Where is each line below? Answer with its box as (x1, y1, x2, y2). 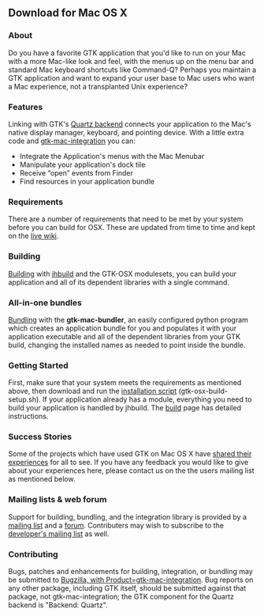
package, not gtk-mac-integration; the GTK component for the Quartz (8, 592, 235, 602)
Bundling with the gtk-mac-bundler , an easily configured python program (8, 315, 248, 324)
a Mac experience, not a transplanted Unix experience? (8, 81, 188, 91)
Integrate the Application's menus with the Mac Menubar (19, 151, 205, 161)
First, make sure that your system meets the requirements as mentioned (8, 378, 242, 387)
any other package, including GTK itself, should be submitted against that (8, 584, 247, 593)
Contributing (8, 549, 58, 560)
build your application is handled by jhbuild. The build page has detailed (8, 403, 242, 413)
